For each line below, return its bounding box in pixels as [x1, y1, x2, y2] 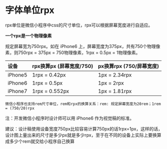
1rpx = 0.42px [32, 71, 66, 78]
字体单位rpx [5, 4, 54, 16]
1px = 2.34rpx [98, 71, 132, 78]
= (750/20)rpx [5, 105, 35, 110]
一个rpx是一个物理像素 [5, 32, 52, 38]
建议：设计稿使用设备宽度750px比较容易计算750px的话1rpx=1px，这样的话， [5, 125, 163, 131]
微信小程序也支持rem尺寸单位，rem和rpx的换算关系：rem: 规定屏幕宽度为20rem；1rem [5, 101, 161, 106]
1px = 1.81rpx [98, 87, 132, 94]
